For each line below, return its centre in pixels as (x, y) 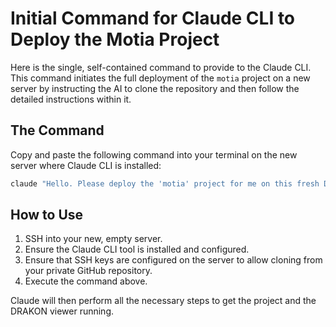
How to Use (47, 215)
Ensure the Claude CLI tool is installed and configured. (137, 249)
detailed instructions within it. (71, 99)
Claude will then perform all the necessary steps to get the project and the (163, 301)
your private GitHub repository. (88, 271)
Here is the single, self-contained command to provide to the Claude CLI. (161, 67)
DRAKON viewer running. (62, 311)
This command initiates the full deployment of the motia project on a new (160, 78)
